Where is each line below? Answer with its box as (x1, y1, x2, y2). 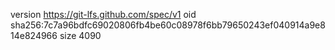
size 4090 (59, 30, 102, 41)
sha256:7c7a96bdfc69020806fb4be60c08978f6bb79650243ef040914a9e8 (10, 19, 326, 31)
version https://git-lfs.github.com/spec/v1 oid (10, 9, 197, 20)
